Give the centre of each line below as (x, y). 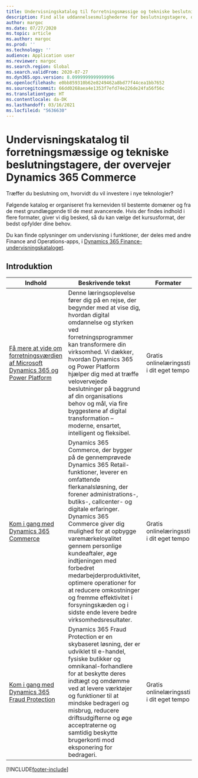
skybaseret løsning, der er (104, 644)
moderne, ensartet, (95, 426)
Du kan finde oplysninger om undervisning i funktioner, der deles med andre (99, 235)
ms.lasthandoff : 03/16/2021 (41, 105)
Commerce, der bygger (100, 450)
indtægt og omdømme (99, 681)
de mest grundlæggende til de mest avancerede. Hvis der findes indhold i (95, 211)
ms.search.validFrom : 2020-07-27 (47, 72)
